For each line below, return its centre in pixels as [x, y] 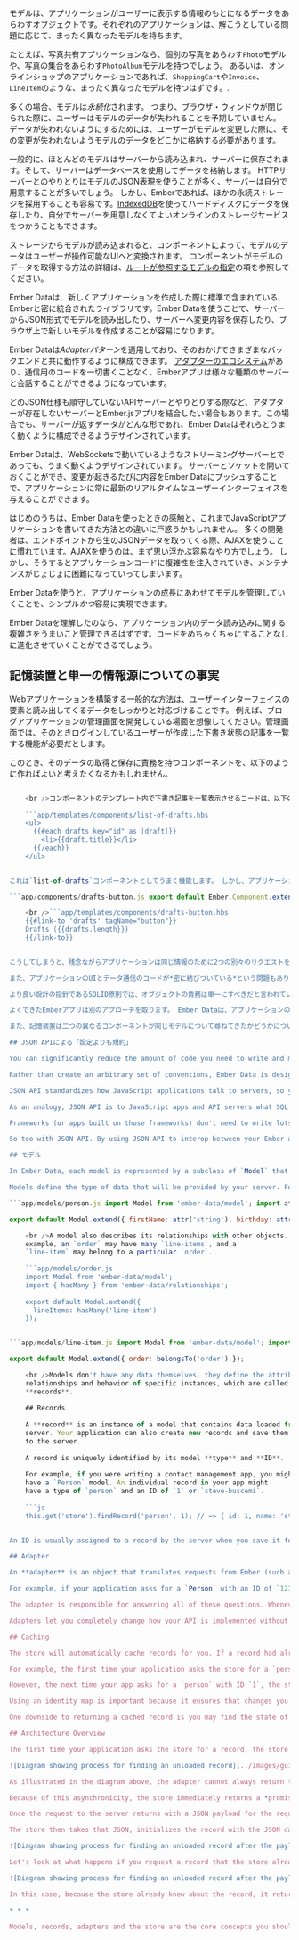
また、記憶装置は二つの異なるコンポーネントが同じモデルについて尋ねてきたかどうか [141, 1027]
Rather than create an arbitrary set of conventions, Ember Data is [139, 1074]
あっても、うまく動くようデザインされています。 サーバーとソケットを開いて [149, 465]
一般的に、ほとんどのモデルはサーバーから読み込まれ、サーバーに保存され [145, 159]
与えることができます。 [52, 499]
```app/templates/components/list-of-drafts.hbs [117, 815]
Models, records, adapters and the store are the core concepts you [139, 1927]
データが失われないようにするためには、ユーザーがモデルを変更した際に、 [145, 129]
